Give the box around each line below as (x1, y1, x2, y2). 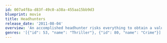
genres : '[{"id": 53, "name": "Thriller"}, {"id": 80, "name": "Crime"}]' (5, 30, 164, 35)
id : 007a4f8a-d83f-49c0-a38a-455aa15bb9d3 (5, 7, 94, 12)
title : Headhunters (5, 16, 46, 21)
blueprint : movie (5, 12, 41, 17)
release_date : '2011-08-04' (5, 21, 64, 26)
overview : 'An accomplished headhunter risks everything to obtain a (5, 26, 153, 31)
